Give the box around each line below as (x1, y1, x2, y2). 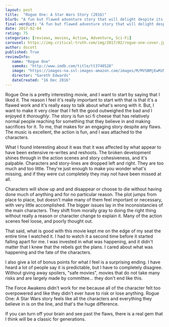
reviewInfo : (5, 54, 30, 59)
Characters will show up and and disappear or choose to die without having (5, 186, 162, 192)
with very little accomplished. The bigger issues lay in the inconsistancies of (5, 202, 163, 208)
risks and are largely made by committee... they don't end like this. (5, 275, 143, 281)
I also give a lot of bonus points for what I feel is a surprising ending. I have (5, 259, 161, 265)
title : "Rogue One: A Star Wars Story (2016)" (5, 12, 107, 17)
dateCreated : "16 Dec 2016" (12, 78, 71, 83)
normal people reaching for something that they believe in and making (5, 118, 151, 124)
